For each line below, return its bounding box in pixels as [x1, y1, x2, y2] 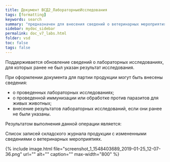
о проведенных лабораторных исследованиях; [12, 89, 115, 95]
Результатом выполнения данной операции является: [5, 120, 122, 127]
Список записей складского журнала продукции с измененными [5, 130, 147, 137]
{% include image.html [5, 145, 53, 152]
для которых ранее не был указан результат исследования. [5, 64, 135, 70]
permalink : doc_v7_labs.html [5, 31, 67, 36]
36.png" [5, 151, 22, 157]
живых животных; [12, 100, 52, 106]
